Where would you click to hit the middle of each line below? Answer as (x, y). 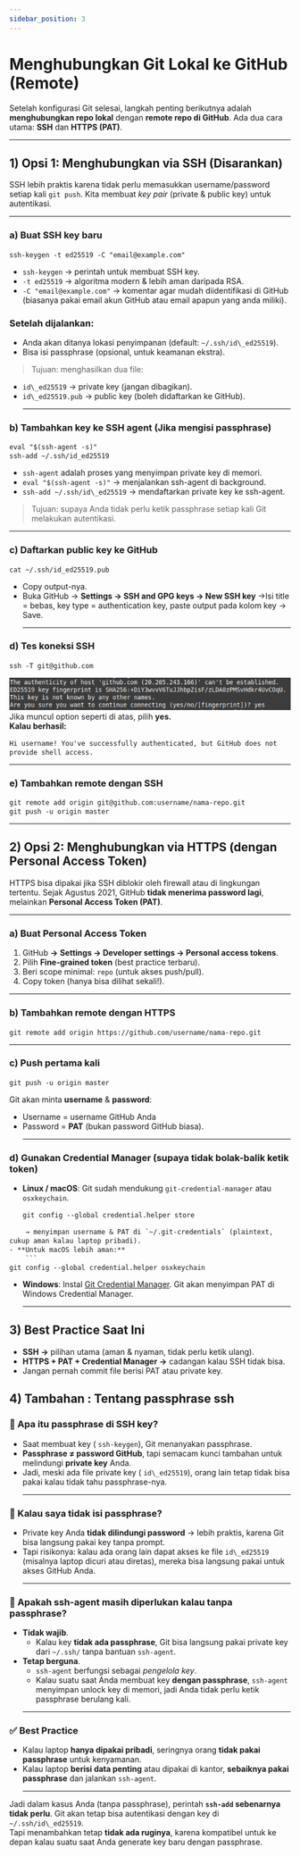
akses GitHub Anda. (59, 1570)
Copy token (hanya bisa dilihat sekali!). (93, 982)
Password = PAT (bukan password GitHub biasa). (113, 1126)
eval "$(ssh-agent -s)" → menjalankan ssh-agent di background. (144, 482)
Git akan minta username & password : (81, 1099)
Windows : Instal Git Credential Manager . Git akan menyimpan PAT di (148, 1284)
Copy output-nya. (54, 586)
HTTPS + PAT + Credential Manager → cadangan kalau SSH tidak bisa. (154, 1361)
